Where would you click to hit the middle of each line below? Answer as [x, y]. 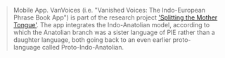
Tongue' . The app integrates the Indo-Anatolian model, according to [111, 25]
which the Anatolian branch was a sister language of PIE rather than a [114, 32]
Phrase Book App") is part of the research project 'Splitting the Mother [115, 17]
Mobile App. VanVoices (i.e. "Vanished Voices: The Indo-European [109, 10]
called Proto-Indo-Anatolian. [83, 47]
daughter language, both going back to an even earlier [92, 40]
